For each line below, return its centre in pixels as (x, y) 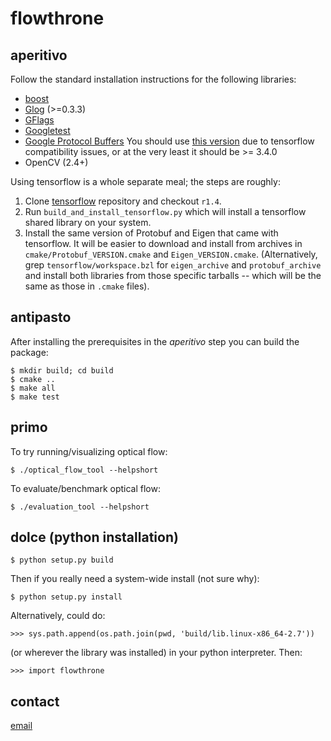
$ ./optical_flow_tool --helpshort (84, 470)
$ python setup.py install (66, 597)
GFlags (39, 120)
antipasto (41, 317)
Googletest (47, 130)
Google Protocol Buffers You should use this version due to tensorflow (169, 141)
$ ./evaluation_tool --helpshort (80, 507)
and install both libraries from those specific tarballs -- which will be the (173, 275)
